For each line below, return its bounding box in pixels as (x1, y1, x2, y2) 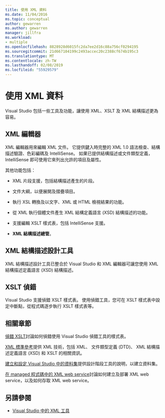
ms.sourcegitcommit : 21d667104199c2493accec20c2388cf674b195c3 (5, 49, 139, 54)
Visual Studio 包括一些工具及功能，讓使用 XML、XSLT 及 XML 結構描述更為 (5, 107, 159, 113)
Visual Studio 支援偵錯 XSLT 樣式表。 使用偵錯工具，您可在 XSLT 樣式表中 (5, 297, 156, 303)
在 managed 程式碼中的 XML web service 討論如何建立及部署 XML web (5, 371, 149, 377)
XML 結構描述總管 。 (12, 230, 54, 236)
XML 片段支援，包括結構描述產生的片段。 (12, 178, 97, 184)
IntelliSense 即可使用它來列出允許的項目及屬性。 (5, 156, 104, 162)
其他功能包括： (5, 167, 36, 173)
